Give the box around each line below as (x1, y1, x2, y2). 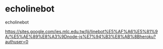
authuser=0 (5, 38, 29, 44)
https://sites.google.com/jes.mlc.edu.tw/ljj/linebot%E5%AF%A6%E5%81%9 (5, 28, 158, 34)
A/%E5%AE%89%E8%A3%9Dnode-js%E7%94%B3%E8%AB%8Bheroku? (5, 34, 156, 39)
